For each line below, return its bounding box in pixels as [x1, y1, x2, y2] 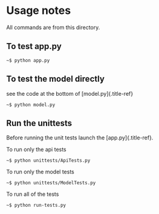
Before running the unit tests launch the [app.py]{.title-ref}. [6, 134, 154, 141]
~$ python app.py [6, 57, 50, 64]
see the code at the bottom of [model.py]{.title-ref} [6, 90, 134, 97]
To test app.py [6, 41, 62, 52]
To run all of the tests [6, 190, 59, 198]
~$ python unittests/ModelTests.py [6, 180, 96, 186]
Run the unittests [6, 118, 73, 128]
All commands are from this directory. [6, 24, 100, 31]
